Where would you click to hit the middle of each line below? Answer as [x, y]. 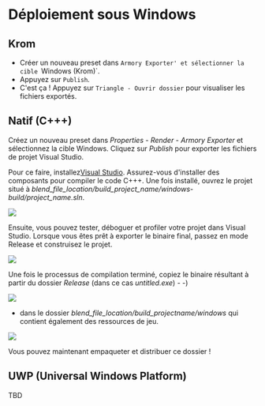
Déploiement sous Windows [102, 15]
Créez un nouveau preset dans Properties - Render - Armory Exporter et [126, 140]
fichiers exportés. [48, 96]
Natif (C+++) [40, 121]
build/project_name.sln [45, 197]
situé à [19, 189]
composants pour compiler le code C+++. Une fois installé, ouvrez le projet [131, 180]
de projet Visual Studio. [46, 156]
